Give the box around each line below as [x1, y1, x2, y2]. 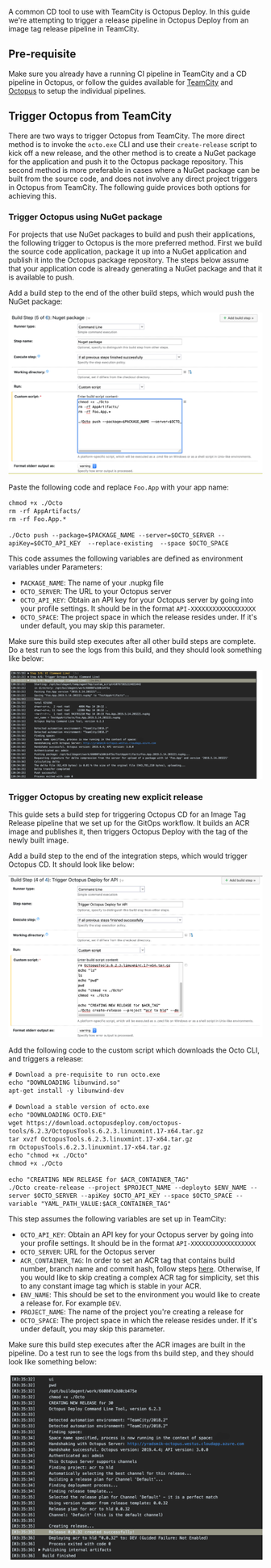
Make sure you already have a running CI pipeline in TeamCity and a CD [8, 69, 248, 78]
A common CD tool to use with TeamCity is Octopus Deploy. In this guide [8, 7, 251, 16]
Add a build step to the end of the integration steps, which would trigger [8, 851, 248, 861]
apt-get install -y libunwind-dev [8, 1087, 125, 1095]
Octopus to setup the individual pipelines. [8, 86, 147, 95]
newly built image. [8, 835, 69, 845]
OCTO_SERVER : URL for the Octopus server [19, 1246, 156, 1256]
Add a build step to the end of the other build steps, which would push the [8, 288, 255, 297]
